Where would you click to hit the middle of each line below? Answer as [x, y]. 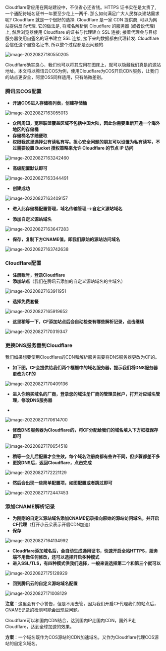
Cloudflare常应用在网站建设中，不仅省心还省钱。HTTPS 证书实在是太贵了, [81, 7]
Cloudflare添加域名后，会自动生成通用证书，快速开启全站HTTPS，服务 [85, 551]
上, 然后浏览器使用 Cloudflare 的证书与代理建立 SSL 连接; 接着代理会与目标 [81, 32]
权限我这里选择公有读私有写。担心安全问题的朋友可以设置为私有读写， [84, 142]
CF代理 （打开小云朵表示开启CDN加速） [53, 525]
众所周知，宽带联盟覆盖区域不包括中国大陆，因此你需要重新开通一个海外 [86, 123]
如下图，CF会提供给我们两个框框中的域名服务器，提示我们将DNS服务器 [85, 367]
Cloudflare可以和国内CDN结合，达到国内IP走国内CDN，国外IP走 [71, 621]
